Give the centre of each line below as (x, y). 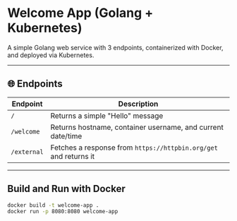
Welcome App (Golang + (80, 13)
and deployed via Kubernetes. (51, 55)
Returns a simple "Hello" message (107, 116)
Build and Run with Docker (66, 189)
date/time (66, 136)
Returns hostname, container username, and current (137, 127)
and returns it (73, 156)
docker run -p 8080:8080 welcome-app (63, 212)
